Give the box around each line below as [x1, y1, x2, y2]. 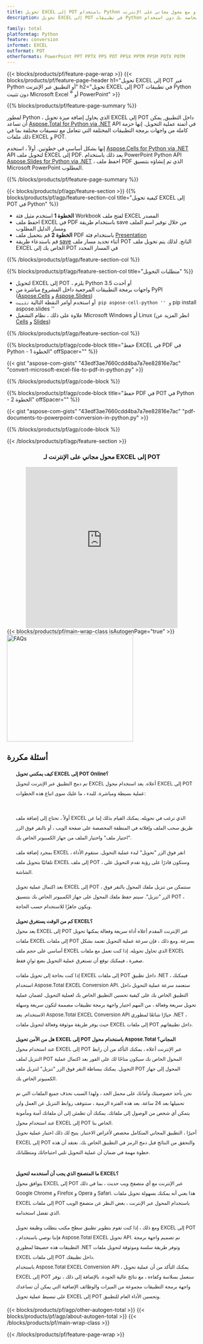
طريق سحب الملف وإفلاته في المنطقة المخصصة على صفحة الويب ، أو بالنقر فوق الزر [15, 824, 193, 831]
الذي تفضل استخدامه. [15, 1209, 61, 1216]
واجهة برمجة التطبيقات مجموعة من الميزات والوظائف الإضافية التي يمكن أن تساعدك [15, 1283, 191, 1290]
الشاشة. [15, 868, 33, 875]
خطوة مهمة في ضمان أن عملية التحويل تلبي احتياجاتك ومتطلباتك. [15, 1149, 151, 1156]
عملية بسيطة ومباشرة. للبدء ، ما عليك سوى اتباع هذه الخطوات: [15, 790, 146, 796]
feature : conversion [7, 37, 59, 43]
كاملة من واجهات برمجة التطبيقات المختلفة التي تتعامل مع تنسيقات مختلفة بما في [7, 126, 189, 134]
